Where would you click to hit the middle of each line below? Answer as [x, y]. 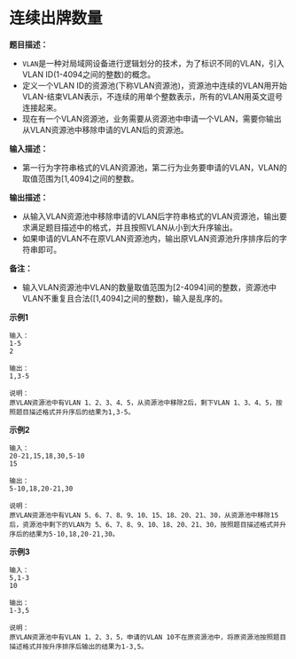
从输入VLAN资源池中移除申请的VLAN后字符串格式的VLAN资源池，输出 [151, 216]
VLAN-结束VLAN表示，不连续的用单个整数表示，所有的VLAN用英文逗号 [152, 96]
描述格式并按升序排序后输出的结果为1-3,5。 [78, 647]
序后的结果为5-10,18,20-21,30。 [64, 534]
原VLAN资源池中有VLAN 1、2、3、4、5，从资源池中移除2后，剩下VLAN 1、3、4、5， [143, 403]
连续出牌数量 [56, 18]
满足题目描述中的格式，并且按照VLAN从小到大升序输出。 [133, 227]
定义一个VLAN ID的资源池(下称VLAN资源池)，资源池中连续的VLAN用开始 [155, 85]
